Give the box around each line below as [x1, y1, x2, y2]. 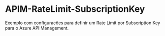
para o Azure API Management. [5, 25, 69, 31]
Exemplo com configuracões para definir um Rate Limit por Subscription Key [5, 20, 161, 26]
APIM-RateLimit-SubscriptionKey [5, 3, 145, 15]
